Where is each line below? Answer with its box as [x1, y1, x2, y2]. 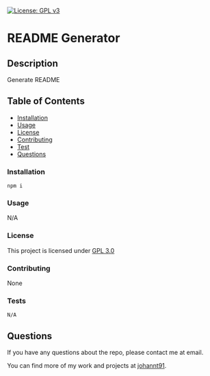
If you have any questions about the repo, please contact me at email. [7, 349, 204, 357]
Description [7, 57, 58, 69]
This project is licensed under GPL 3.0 [7, 246, 115, 254]
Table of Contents [7, 96, 86, 107]
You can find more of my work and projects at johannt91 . [7, 362, 167, 370]
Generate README [7, 76, 60, 83]
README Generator [7, 31, 120, 46]
